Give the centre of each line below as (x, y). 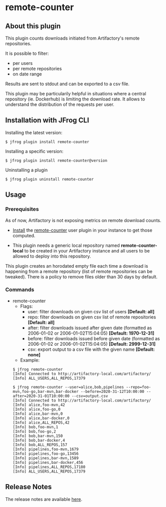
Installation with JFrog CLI (47, 120)
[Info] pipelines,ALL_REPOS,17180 (49, 467)
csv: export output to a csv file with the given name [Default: (91, 349)
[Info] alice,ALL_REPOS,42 (41, 422)
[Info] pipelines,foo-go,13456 (46, 454)
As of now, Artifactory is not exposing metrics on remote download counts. (83, 220)
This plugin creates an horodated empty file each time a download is (77, 266)
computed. (24, 235)
